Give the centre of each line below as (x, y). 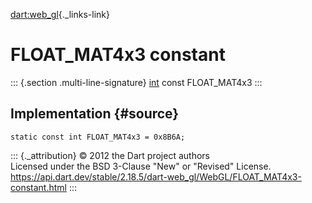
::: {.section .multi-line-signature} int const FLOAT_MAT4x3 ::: (136, 82)
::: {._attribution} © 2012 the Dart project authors (110, 155)
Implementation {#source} (95, 114)
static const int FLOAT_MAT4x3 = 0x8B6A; (98, 137)
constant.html (38, 187)
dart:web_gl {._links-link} (60, 14)
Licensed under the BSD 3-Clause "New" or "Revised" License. (141, 166)
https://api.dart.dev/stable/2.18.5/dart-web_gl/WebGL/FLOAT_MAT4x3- (156, 176)
